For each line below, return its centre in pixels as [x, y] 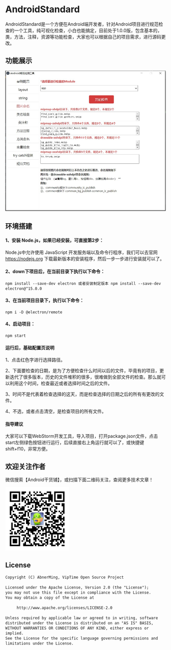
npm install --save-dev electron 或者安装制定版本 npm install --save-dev [83, 283]
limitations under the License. [39, 643]
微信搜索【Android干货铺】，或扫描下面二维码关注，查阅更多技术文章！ [79, 480]
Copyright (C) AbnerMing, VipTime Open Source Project [65, 577]
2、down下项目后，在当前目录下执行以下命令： [55, 271]
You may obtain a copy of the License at [50, 598]
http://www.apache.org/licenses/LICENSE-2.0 [65, 608]
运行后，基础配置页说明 [30, 347]
